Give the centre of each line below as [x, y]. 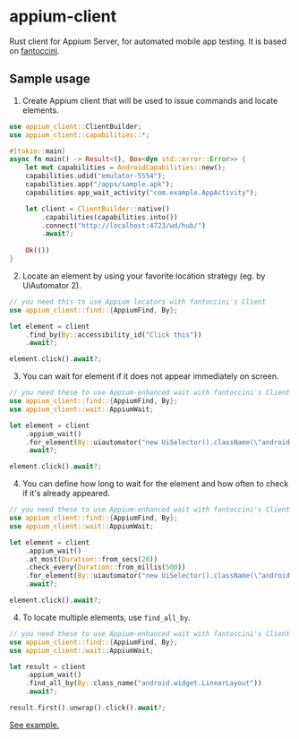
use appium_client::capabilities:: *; [80, 135]
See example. [34, 725]
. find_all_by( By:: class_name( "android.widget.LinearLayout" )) [144, 683]
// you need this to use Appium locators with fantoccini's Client [138, 302]
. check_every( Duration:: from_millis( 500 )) [106, 567]
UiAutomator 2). [52, 285]
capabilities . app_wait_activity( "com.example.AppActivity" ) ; [141, 193]
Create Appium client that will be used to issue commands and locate [150, 100]
